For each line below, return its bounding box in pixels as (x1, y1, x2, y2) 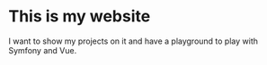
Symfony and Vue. (8, 45, 77, 55)
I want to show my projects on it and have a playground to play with (8, 36, 258, 46)
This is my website (8, 6, 151, 27)
